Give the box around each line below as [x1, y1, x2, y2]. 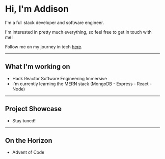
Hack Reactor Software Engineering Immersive [12, 75, 107, 81]
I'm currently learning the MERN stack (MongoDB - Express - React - [12, 81, 152, 87]
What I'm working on [5, 63, 70, 71]
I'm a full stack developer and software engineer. [5, 20, 104, 25]
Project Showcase [5, 105, 62, 113]
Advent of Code [12, 149, 45, 155]
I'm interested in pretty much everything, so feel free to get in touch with [5, 29, 152, 35]
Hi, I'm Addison [5, 3, 69, 15]
